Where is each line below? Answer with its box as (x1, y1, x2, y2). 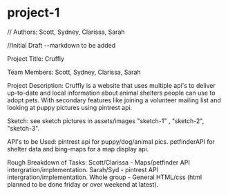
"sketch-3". (7, 124, 40, 132)
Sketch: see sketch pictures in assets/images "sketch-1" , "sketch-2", (7, 116, 205, 125)
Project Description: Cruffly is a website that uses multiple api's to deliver (7, 81, 216, 89)
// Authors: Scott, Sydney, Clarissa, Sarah (7, 28, 126, 36)
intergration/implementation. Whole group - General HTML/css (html (7, 173, 202, 181)
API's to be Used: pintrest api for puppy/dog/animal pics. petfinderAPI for (7, 137, 216, 146)
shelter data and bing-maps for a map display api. (7, 145, 149, 153)
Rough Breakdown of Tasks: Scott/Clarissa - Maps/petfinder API (7, 158, 190, 167)
